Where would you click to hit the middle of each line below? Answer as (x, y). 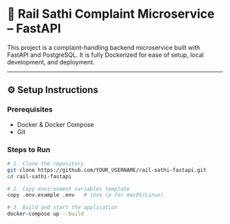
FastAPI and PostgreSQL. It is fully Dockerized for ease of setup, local (105, 55)
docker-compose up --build (46, 214)
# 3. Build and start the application (62, 208)
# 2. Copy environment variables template (68, 189)
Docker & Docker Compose (55, 124)
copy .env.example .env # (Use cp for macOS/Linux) (86, 195)
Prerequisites (30, 110)
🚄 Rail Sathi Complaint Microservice (111, 14)
